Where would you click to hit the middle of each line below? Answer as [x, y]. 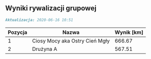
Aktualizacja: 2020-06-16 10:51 [39, 20]
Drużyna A [44, 49]
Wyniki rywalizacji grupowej [51, 8]
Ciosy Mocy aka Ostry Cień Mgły [71, 41]
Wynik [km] [129, 32]
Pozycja [18, 32]
